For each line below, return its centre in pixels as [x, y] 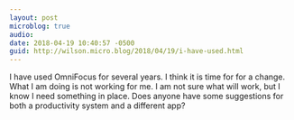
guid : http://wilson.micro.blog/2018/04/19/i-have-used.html [127, 51]
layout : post [34, 18]
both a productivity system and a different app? [97, 106]
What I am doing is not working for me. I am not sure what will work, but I [145, 87]
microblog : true [40, 26]
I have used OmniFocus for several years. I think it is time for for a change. [147, 77]
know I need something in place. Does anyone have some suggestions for [147, 97]
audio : [22, 34]
